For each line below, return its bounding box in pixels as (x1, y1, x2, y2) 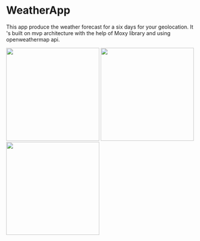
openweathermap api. (6, 36, 60, 43)
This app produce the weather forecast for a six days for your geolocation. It (6, 23, 193, 30)
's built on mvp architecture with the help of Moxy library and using (6, 29, 171, 36)
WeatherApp (6, 4, 70, 17)
